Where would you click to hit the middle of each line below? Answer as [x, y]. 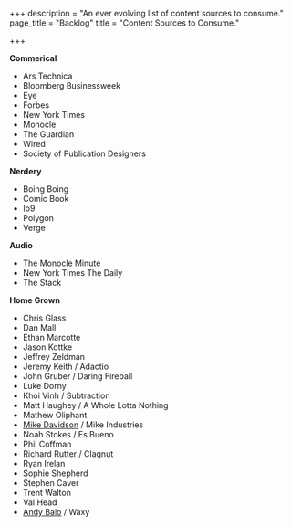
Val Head [40, 502]
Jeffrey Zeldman [53, 357]
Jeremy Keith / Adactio [66, 366]
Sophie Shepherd [55, 473]
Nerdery [26, 171]
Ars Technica [47, 76]
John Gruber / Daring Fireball [78, 376]
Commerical [33, 58]
